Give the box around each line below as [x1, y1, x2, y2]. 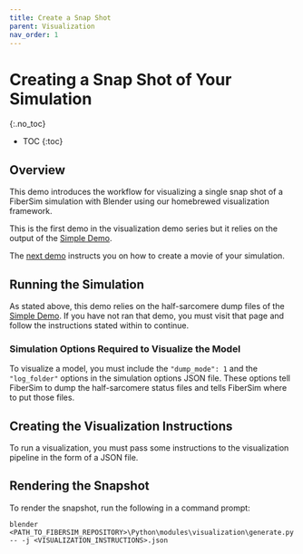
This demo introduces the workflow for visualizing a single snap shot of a [9, 187, 283, 198]
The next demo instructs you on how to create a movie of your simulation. [9, 250, 286, 261]
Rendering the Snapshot [9, 478, 150, 494]
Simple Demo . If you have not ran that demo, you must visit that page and [9, 310, 284, 321]
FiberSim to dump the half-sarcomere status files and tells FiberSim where [9, 383, 288, 394]
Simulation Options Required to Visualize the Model [9, 342, 241, 355]
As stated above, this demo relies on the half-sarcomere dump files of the [9, 300, 285, 311]
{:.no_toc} [9, 119, 46, 130]
